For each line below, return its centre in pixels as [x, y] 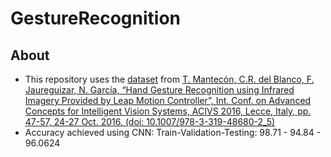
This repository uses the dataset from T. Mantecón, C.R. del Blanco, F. [169, 79]
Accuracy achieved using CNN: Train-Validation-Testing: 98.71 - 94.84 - [173, 132]
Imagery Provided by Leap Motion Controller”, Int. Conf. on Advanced [168, 100]
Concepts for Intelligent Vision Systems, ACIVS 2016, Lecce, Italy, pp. [168, 111]
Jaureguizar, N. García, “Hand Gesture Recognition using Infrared [159, 90]
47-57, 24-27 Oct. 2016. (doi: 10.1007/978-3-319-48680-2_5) [150, 121]
